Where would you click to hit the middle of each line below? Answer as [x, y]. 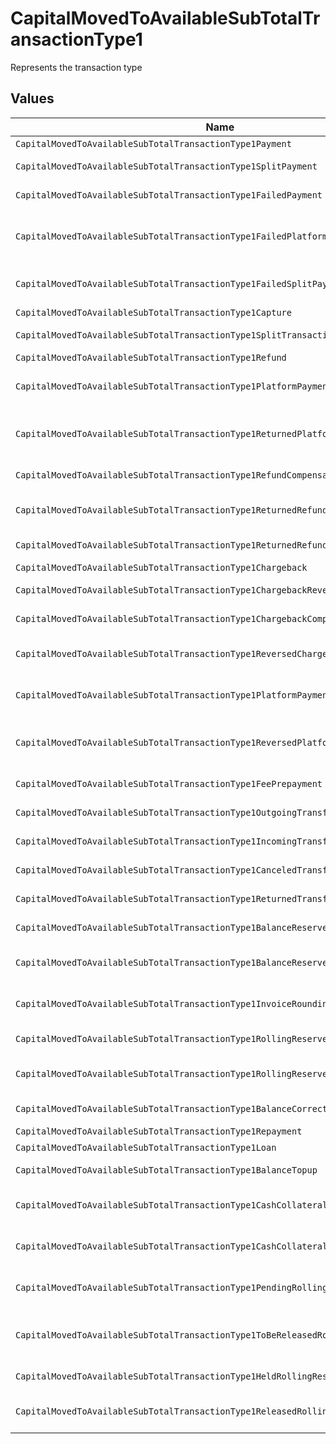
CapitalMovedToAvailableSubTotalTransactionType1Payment [153, 143]
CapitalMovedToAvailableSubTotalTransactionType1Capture [153, 312]
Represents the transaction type [76, 67]
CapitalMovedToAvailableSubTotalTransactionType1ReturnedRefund [171, 545]
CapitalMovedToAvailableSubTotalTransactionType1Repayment [159, 1131]
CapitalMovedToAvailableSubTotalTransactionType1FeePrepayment [169, 783]
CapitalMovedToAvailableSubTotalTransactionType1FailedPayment [169, 195]
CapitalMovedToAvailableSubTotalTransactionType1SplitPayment [166, 166]
